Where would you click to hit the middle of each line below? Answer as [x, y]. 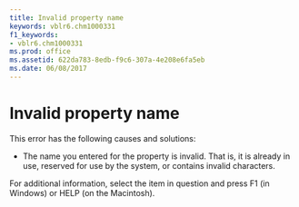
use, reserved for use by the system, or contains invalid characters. [149, 165]
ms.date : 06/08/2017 [49, 69]
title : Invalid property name [67, 18]
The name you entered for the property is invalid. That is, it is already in [156, 156]
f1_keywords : [34, 34]
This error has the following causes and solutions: [103, 138]
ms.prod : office [40, 52]
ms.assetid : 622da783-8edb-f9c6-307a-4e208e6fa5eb [107, 60]
